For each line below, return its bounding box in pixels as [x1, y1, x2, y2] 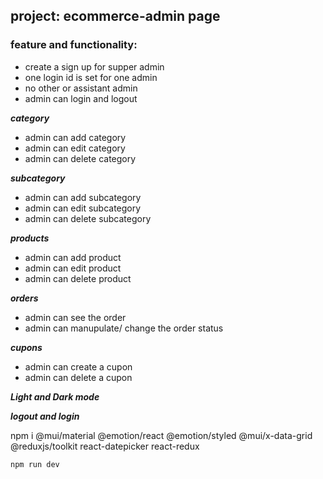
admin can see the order [24, 311, 127, 323]
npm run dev [10, 459, 60, 469]
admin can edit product [24, 262, 122, 274]
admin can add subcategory [24, 191, 142, 203]
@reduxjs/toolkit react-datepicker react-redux [10, 440, 200, 452]
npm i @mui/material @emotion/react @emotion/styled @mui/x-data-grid [10, 429, 313, 441]
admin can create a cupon [24, 360, 133, 373]
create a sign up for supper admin [24, 60, 165, 73]
